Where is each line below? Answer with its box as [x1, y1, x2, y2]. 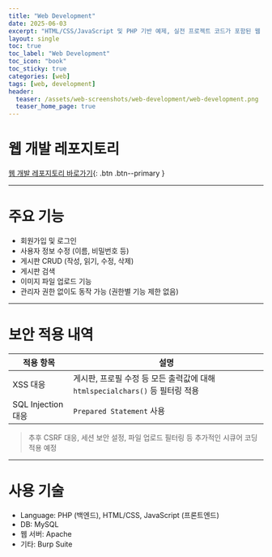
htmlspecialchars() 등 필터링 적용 [73, 385, 200, 396]
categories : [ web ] [8, 72, 70, 80]
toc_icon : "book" [8, 58, 67, 66]
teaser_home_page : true [15, 102, 96, 110]
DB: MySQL [19, 519, 59, 529]
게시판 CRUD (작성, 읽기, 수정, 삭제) [19, 257, 134, 266]
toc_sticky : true [8, 65, 67, 73]
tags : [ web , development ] [8, 80, 96, 88]
